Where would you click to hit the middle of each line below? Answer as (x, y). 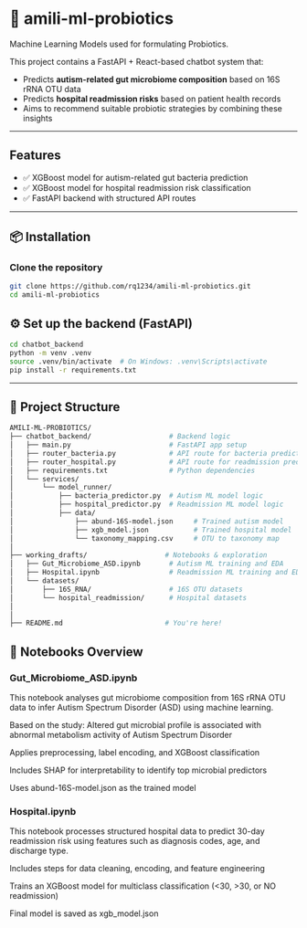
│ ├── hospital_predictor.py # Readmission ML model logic (147, 505)
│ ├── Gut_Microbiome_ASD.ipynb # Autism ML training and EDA (147, 564)
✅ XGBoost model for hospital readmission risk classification (137, 187)
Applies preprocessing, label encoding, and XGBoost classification (135, 752)
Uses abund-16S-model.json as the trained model (103, 788)
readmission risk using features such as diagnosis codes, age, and (135, 841)
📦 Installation (50, 237)
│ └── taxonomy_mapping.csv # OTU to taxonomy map (145, 538)
